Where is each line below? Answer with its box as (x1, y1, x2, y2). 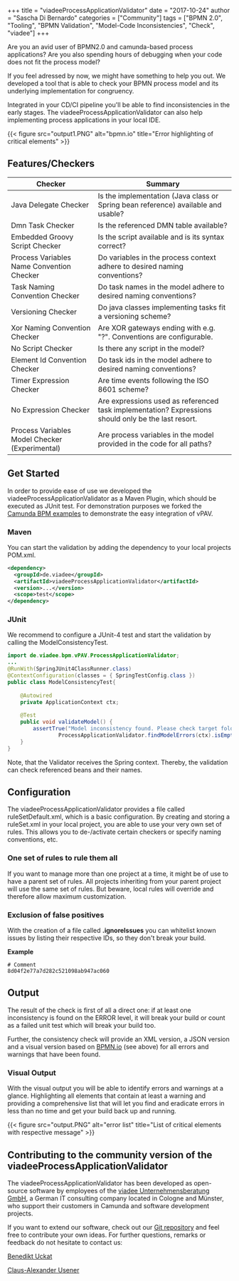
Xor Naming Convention (11, 322, 91, 332)
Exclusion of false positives (7, 909, 105, 919)
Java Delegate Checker (11, 200, 90, 210)
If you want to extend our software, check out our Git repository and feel (7, 1223, 220, 1231)
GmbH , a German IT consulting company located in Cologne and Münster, (7, 1194, 224, 1203)
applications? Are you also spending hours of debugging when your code (7, 50, 223, 58)
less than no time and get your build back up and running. (7, 1107, 176, 1116)
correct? (97, 240, 127, 250)
